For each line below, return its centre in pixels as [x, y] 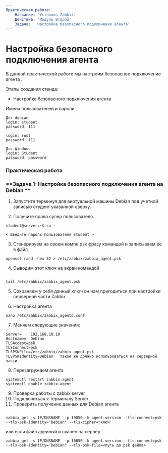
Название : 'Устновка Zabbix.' [47, 15]
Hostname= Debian [25, 339]
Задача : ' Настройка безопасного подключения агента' [72, 24]
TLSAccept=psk [21, 343]
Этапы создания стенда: [32, 89]
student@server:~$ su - [31, 226]
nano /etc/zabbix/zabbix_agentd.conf [45, 316]
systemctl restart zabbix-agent [40, 380]
